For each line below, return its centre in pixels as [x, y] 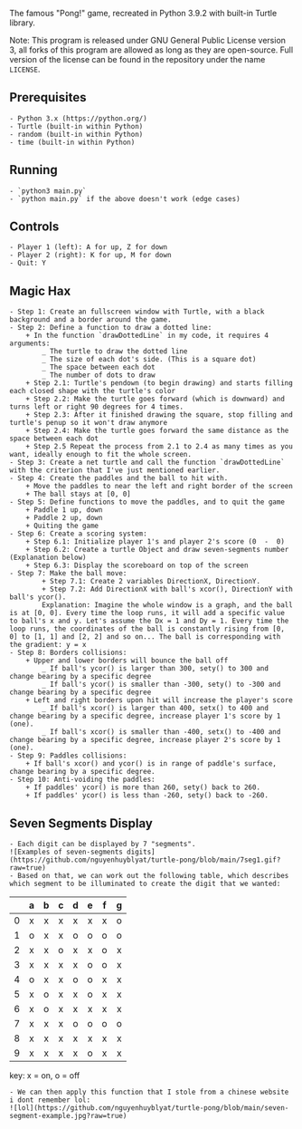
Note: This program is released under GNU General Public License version [148, 40]
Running [34, 170]
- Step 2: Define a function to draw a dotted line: [111, 328]
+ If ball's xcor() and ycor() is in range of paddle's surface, [151, 764]
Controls [34, 227]
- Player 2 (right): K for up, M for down [90, 256]
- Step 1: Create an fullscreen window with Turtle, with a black [137, 312]
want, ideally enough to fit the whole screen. [101, 455]
